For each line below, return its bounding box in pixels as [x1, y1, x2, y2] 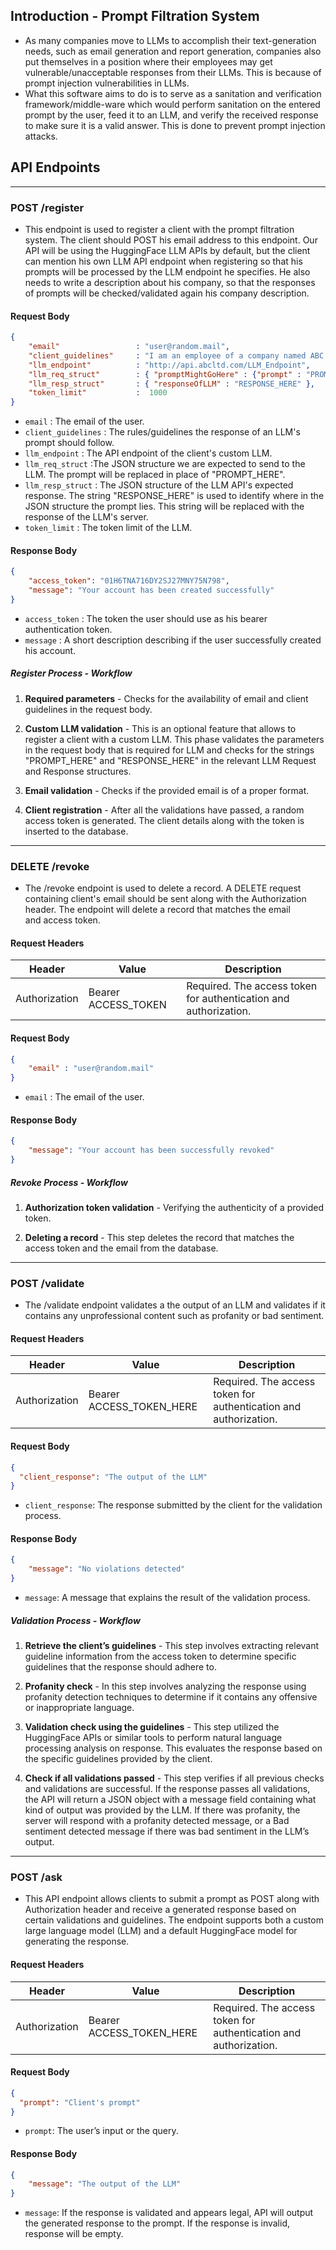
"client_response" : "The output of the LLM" [19, 1472, 208, 1482]
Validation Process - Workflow [10, 1614, 141, 1626]
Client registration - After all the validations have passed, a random [24, 804, 305, 816]
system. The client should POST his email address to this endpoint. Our [24, 234, 318, 246]
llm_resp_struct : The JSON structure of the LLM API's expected [24, 479, 294, 491]
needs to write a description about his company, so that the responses [24, 276, 316, 288]
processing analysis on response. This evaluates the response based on [24, 1742, 323, 1754]
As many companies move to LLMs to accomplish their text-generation [24, 34, 317, 46]
